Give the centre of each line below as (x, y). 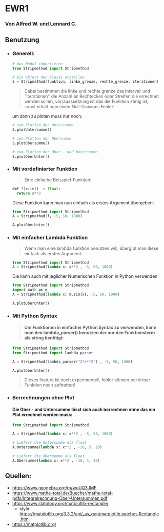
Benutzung (22, 40)
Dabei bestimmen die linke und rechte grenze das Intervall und (87, 91)
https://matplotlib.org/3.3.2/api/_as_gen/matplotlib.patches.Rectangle (89, 514)
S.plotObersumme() (31, 143)
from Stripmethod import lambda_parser (53, 353)
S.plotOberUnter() (31, 157)
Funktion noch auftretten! (50, 385)
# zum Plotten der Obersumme (42, 139)
